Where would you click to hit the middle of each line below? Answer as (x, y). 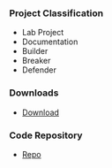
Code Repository (46, 135)
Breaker (36, 61)
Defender (39, 70)
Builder (35, 51)
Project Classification (56, 13)
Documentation (50, 42)
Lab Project (43, 33)
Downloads (34, 93)
